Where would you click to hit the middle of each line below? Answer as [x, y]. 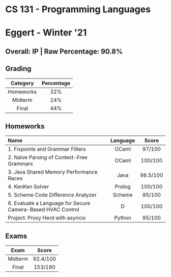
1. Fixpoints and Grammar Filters [47, 149]
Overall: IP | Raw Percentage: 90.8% [64, 51]
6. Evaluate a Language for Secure [49, 203]
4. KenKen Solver [28, 187]
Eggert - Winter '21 [46, 33]
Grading [18, 69]
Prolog [123, 187]
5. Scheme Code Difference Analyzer [52, 195]
